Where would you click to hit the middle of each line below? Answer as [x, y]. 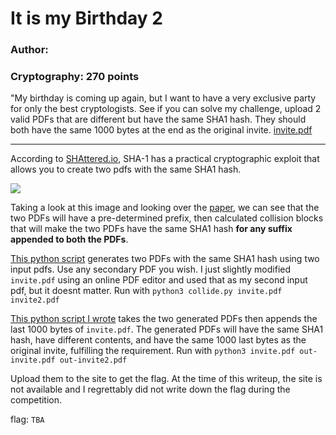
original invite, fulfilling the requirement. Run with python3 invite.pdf [153, 351]
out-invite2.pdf [93, 360]
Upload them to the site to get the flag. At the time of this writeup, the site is [166, 379]
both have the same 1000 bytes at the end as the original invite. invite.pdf [161, 130]
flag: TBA [27, 419]
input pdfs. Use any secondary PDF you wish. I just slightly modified [151, 269]
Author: [29, 50]
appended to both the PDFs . [69, 239]
